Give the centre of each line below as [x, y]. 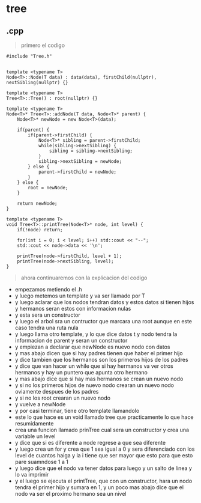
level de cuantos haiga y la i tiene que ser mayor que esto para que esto [104, 455]
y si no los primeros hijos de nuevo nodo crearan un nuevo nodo [94, 385]
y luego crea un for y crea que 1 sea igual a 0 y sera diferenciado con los [105, 449]
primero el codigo [43, 45]
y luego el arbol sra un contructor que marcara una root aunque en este [103, 321]
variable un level [35, 436]
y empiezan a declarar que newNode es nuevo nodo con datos [92, 347]
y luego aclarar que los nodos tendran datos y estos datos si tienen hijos [104, 302]
